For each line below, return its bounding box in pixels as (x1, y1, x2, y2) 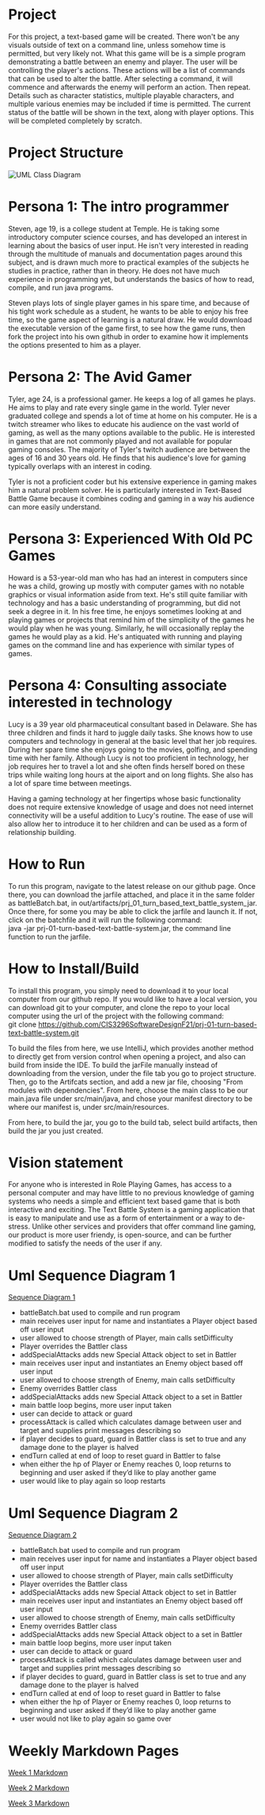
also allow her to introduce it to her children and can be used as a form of (8, 818, 248, 829)
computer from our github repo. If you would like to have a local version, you (8, 994, 257, 1004)
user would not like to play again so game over (19, 1714, 172, 1724)
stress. (8, 1222, 30, 1231)
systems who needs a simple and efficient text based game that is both (8, 1196, 240, 1206)
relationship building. (8, 827, 77, 837)
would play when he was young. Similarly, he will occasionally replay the (8, 623, 244, 633)
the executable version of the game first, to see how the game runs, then (8, 323, 246, 333)
